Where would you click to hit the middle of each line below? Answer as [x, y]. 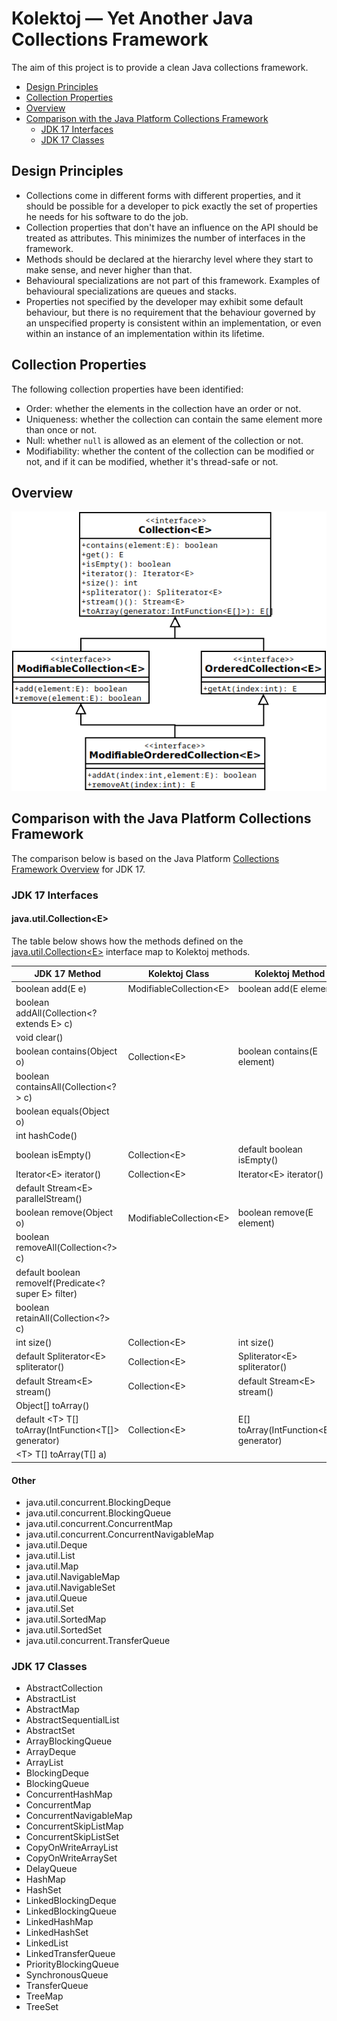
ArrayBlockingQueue [69, 1741]
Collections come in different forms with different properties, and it [163, 195]
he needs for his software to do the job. [107, 216]
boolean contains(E [277, 1051]
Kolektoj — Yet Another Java [132, 18]
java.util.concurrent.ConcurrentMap [99, 1524]
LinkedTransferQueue [70, 1954]
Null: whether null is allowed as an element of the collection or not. [164, 440]
